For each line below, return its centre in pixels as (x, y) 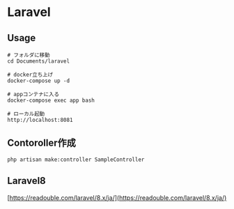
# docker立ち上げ (30, 75)
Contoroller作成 (42, 143)
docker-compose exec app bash (51, 100)
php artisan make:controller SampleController (76, 160)
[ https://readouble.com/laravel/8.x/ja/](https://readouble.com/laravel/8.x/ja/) (117, 198)
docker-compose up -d (39, 81)
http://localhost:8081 (40, 120)
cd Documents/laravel (39, 61)
